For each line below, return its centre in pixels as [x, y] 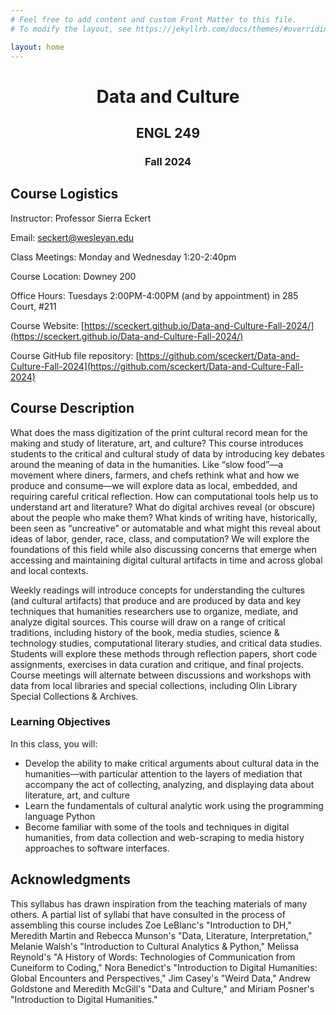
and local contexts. [49, 570]
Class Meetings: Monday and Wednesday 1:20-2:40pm [123, 257]
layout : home [37, 47]
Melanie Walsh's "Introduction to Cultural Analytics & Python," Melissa [155, 946]
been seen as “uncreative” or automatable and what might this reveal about [165, 528]
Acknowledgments [71, 879]
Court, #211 [33, 306]
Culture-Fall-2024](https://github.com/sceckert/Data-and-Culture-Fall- [157, 366]
